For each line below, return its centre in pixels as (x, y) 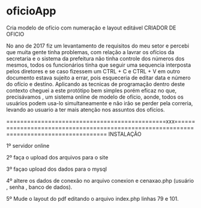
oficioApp (31, 11)
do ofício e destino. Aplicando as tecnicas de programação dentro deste (95, 84)
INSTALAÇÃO (125, 134)
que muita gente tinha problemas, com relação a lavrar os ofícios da (90, 52)
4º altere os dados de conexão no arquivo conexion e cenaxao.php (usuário (100, 180)
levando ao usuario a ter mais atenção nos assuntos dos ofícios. (85, 109)
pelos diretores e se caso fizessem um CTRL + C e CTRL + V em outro (93, 71)
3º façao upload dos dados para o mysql (56, 169)
